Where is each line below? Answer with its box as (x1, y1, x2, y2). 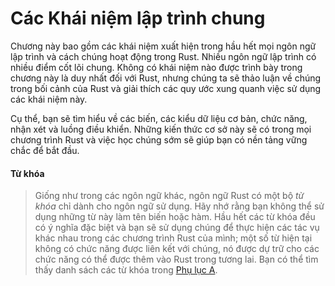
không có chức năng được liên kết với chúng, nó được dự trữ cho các (34, 243, 320, 255)
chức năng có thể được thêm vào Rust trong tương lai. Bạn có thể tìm (34, 253, 319, 266)
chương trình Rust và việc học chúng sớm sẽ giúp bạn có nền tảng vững (10, 133, 308, 146)
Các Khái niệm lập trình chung (10, 7, 266, 30)
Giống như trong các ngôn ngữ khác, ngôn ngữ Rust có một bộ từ (34, 190, 305, 202)
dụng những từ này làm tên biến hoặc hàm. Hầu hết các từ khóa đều (34, 211, 316, 223)
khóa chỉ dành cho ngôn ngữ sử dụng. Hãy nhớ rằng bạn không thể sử (34, 200, 325, 212)
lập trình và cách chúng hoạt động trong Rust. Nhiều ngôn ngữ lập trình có (10, 50, 317, 62)
